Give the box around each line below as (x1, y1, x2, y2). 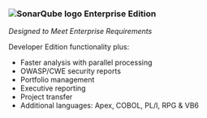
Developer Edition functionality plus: (8, 42, 130, 52)
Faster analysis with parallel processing (19, 57, 153, 68)
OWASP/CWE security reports (19, 66, 122, 76)
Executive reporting (19, 83, 87, 93)
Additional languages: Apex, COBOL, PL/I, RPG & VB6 (19, 101, 199, 111)
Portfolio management (19, 75, 95, 85)
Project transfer (19, 92, 73, 102)
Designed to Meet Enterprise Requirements (8, 27, 153, 36)
